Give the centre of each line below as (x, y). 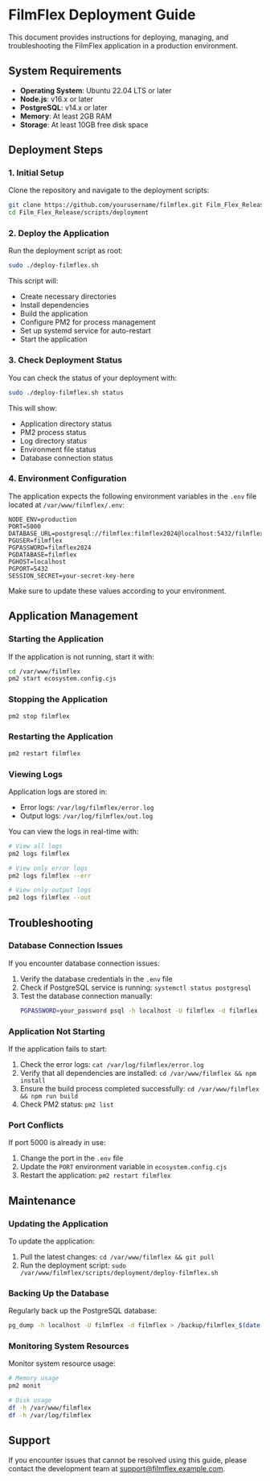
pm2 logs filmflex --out (50, 898)
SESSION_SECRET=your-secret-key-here (72, 576)
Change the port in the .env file (72, 1158)
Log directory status (53, 441)
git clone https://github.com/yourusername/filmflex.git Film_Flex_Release (138, 205)
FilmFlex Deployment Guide (102, 15)
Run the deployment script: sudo (73, 1265)
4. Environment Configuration (67, 478)
